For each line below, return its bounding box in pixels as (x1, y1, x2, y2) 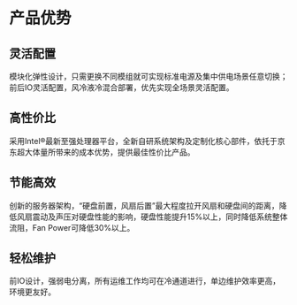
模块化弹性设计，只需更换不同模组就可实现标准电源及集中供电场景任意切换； (9, 72, 288, 81)
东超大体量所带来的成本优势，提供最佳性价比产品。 (9, 147, 195, 157)
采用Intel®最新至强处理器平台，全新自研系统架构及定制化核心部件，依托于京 (9, 135, 286, 146)
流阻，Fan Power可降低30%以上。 (9, 222, 135, 233)
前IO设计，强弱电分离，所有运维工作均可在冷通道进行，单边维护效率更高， (9, 276, 281, 286)
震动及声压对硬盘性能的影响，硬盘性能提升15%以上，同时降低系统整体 (32, 211, 288, 222)
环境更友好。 (9, 286, 56, 297)
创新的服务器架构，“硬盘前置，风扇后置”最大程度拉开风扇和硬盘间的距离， (9, 200, 280, 210)
